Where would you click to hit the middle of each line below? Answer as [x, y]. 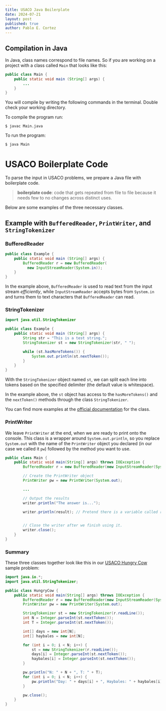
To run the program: [25, 135]
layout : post [19, 19]
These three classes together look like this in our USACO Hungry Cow [76, 563]
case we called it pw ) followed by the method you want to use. [68, 449]
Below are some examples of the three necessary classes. [64, 207]
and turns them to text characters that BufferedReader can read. [70, 297]
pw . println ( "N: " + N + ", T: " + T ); [63, 672]
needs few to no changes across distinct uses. [64, 198]
